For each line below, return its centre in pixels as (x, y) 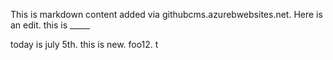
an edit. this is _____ (50, 25)
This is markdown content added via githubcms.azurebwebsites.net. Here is (166, 14)
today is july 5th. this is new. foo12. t (84, 44)
